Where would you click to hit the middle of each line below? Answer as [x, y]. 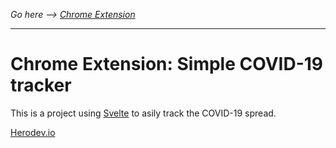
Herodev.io [33, 132]
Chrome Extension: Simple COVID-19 [167, 64]
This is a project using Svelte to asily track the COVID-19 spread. [143, 113]
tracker [41, 85]
